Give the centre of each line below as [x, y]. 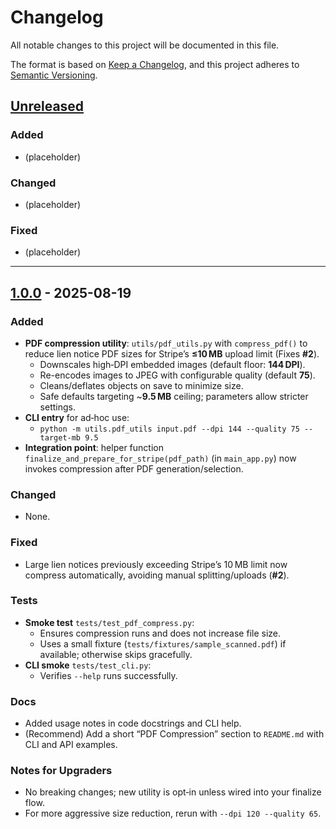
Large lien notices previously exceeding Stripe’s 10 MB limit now [156, 564]
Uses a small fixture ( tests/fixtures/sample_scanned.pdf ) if [163, 643]
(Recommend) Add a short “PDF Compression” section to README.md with [174, 734]
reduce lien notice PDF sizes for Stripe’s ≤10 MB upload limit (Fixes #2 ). [172, 353]
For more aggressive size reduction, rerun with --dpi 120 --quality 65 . [173, 813]
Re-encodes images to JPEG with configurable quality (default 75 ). [177, 375]
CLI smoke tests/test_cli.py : [88, 665]
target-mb [60, 437]
